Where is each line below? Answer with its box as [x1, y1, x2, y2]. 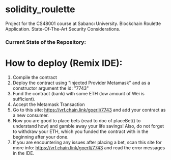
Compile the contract [12, 74, 58, 80]
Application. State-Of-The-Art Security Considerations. [5, 25, 121, 32]
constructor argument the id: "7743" [12, 85, 89, 91]
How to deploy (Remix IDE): [5, 58, 123, 69]
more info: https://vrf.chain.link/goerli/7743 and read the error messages [12, 144, 165, 151]
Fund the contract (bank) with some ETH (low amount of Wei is [12, 90, 145, 96]
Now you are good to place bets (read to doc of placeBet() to [12, 117, 141, 123]
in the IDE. [12, 150, 35, 156]
